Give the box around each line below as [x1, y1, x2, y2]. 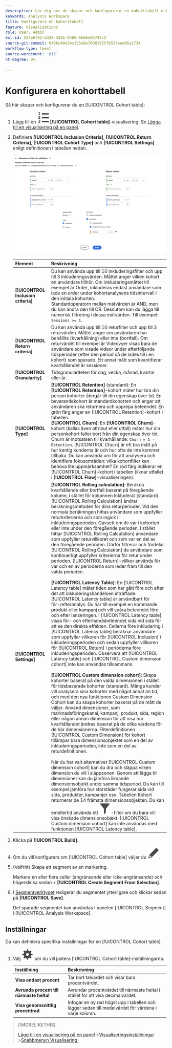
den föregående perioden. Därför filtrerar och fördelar [51, 541, 164, 547]
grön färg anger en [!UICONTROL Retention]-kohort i [51, 409, 163, 415]
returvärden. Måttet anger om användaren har [51, 329, 147, 335]
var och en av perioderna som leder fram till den [51, 563, 153, 569]
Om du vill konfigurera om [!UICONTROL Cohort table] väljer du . [12, 854, 161, 860]
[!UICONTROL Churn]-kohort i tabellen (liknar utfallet [51, 469, 164, 475]
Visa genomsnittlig [15, 1002, 56, 1008]
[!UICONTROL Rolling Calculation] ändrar [51, 498, 138, 504]
